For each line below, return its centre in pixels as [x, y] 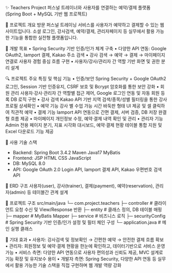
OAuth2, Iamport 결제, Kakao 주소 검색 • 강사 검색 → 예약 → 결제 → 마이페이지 [85, 55]
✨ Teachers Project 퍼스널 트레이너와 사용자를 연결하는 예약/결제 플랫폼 [78, 7]
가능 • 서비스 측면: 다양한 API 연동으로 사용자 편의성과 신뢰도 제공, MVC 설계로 [84, 252]
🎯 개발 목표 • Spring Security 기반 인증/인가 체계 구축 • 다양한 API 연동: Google [86, 48]
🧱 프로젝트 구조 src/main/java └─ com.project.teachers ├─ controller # [79, 203]
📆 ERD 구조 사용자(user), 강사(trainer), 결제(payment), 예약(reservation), [80, 186]
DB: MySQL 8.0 [29, 163]
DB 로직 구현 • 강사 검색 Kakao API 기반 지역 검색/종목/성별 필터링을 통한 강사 [89, 99]
